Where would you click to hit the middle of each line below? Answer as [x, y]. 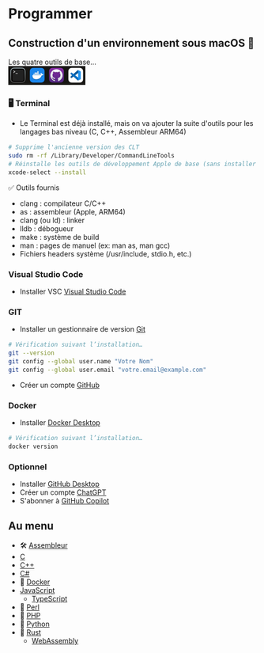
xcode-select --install [47, 172]
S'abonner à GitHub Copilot [64, 501]
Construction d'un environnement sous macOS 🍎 [132, 43]
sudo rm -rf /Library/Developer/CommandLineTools [92, 156]
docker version [33, 447]
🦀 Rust [30, 632]
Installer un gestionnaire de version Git [83, 329]
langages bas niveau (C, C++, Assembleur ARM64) [103, 132]
